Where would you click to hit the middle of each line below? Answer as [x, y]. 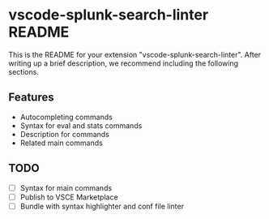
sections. [23, 71]
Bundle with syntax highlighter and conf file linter [102, 206]
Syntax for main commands [66, 187]
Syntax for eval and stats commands [81, 125]
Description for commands [64, 134]
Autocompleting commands [66, 117]
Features [31, 98]
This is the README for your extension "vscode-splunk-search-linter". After [135, 54]
